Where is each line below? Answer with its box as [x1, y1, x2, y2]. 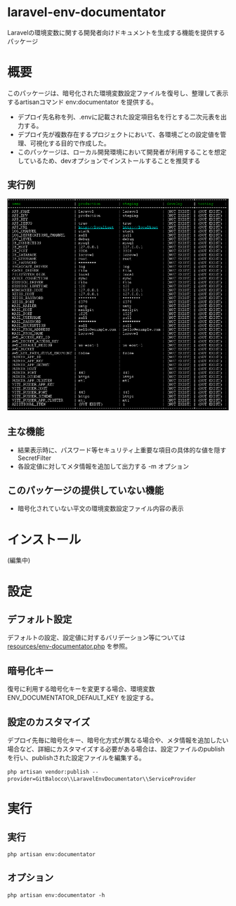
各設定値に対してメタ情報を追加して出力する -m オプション [17, 461, 190, 471]
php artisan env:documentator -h [7, 891, 105, 899]
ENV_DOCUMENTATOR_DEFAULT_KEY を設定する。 [7, 693, 158, 702]
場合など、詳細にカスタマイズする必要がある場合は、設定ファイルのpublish [7, 745, 225, 754]
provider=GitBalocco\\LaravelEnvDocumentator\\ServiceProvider [7, 775, 197, 783]
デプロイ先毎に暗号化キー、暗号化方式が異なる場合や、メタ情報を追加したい [7, 736, 229, 744]
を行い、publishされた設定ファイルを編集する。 [7, 754, 145, 762]
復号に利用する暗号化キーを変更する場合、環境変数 [7, 685, 155, 693]
